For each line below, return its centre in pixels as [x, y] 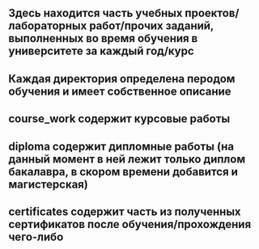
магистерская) [49, 184]
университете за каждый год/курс [101, 51]
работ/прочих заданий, [151, 26]
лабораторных [48, 26]
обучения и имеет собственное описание [120, 91]
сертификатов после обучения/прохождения [130, 224]
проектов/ [212, 13]
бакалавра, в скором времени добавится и [123, 172]
